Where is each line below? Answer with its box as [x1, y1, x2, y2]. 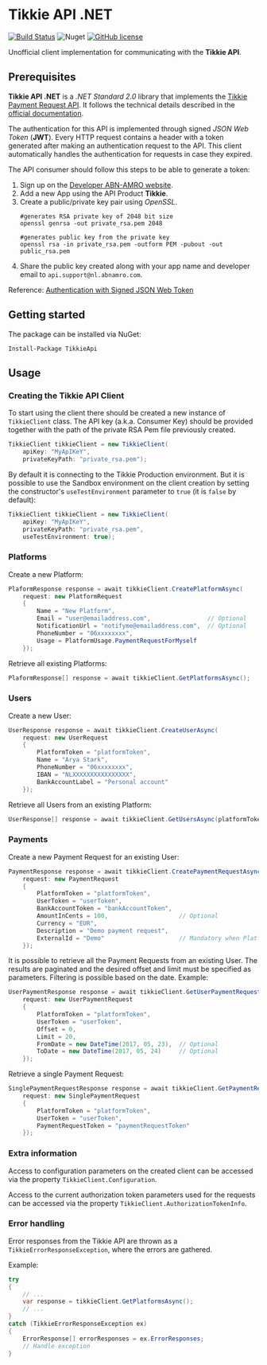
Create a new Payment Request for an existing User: [8, 852, 180, 861]
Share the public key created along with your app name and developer [19, 261, 250, 271]
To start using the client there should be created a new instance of [8, 408, 226, 418]
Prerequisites [8, 70, 76, 84]
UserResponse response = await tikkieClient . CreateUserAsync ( [8, 726, 219, 734]
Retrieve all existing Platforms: [8, 658, 107, 668]
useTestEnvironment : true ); [22, 532, 115, 540]
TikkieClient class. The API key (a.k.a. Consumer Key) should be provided [8, 416, 253, 427]
